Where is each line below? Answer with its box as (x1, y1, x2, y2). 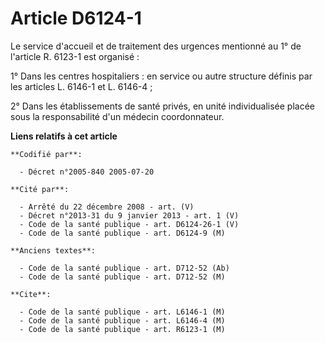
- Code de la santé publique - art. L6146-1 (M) (19, 307, 226, 317)
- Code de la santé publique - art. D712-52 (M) (19, 272, 226, 282)
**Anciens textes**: (10, 245, 97, 256)
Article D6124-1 (10, 7, 142, 30)
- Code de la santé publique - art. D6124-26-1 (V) (19, 219, 240, 229)
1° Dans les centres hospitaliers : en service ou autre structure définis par (10, 70, 313, 82)
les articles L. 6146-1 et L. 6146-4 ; (10, 80, 153, 92)
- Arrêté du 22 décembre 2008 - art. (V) (19, 202, 195, 212)
